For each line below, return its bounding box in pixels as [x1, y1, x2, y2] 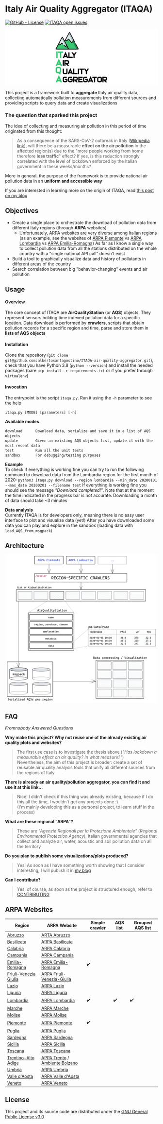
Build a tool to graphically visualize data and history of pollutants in [12, 256, 146, 261]
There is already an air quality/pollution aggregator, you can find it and [5, 779, 150, 785]
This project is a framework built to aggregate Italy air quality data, [5, 89, 139, 95]
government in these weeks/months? [16, 163, 91, 169]
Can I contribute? [5, 877, 41, 883]
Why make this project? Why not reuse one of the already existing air [5, 735, 147, 741]
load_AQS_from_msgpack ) [5, 527, 52, 533]
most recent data [5, 443, 40, 448]
